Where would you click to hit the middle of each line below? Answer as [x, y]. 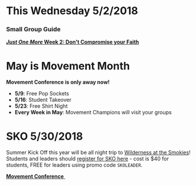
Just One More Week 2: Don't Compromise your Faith [73, 42]
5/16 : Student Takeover [43, 100]
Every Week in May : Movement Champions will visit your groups [93, 113]
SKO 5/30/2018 [45, 136]
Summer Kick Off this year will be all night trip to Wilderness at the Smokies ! [98, 153]
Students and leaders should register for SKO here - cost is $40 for [87, 159]
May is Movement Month [68, 66]
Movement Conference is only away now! [58, 82]
